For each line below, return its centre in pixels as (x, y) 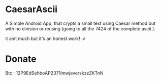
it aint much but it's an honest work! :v (45, 38)
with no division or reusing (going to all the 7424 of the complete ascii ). (80, 28)
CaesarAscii (31, 9)
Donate (21, 59)
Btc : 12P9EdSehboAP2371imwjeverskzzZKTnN (54, 73)
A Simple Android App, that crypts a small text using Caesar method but (80, 23)
